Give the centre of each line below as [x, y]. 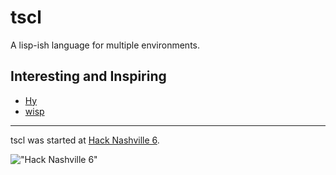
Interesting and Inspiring [88, 76]
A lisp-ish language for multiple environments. [105, 45]
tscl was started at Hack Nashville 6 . [85, 140]
